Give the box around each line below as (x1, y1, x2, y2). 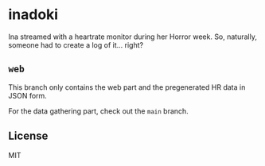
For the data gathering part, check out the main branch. (8, 106, 189, 116)
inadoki (8, 6, 58, 24)
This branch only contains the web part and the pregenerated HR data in (8, 82, 246, 92)
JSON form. (8, 91, 48, 100)
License (8, 129, 49, 143)
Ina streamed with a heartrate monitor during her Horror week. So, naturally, (8, 32, 257, 41)
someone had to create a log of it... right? (8, 40, 144, 49)
